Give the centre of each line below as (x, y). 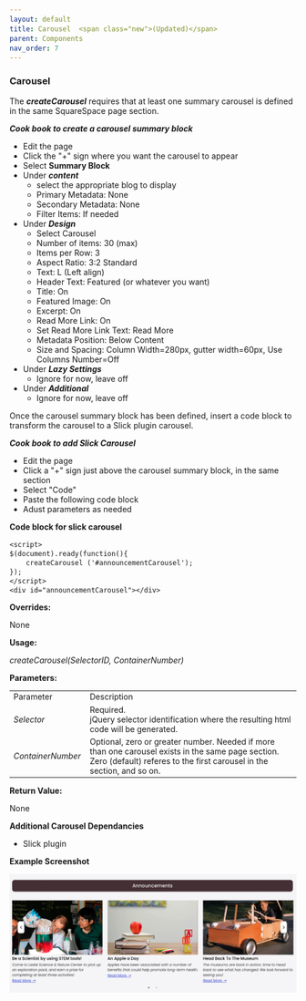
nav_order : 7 (34, 48)
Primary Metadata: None (82, 194)
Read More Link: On (73, 320)
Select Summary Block (66, 165)
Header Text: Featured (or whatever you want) (123, 282)
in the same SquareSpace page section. (84, 110)
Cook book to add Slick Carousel (73, 443)
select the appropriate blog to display (106, 185)
